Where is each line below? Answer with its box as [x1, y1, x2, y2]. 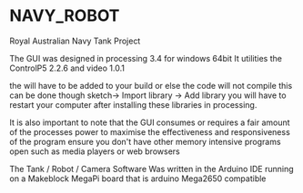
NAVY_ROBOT [9, 5, 120, 26]
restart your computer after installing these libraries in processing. [9, 99, 258, 110]
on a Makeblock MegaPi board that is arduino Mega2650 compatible [9, 173, 267, 184]
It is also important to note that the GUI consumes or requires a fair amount [9, 117, 290, 128]
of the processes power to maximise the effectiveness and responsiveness [9, 126, 291, 137]
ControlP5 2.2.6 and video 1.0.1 [9, 63, 126, 73]
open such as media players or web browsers [9, 146, 180, 157]
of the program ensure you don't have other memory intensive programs [9, 136, 281, 147]
